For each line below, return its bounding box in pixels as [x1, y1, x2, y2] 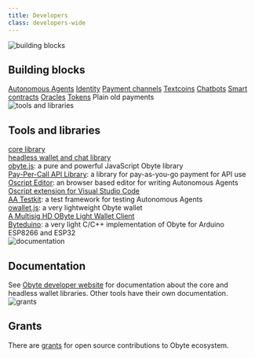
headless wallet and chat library [8, 153, 111, 162]
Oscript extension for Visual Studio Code [8, 186, 140, 196]
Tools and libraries [8, 124, 100, 137]
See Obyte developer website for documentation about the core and [8, 280, 229, 290]
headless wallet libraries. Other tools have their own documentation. [8, 288, 228, 297]
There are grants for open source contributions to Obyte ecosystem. [8, 340, 229, 350]
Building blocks [8, 63, 86, 76]
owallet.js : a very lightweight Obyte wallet [8, 203, 143, 212]
